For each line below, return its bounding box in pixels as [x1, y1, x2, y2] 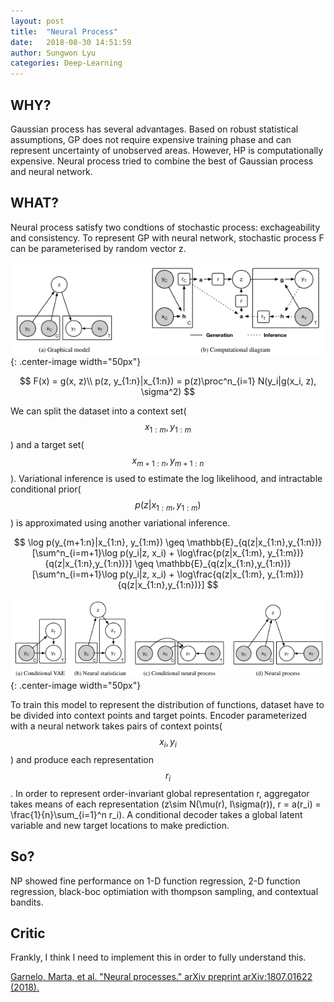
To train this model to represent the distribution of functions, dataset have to [10, 699, 325, 711]
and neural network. [10, 165, 93, 177]
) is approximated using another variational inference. [10, 516, 231, 529]
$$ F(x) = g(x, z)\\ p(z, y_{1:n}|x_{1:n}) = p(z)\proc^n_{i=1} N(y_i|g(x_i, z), [19, 375, 317, 387]
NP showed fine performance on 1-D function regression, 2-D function [10, 875, 301, 887]
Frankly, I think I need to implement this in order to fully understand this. [10, 951, 307, 964]
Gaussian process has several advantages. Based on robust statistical [10, 123, 299, 135]
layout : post [10, 16, 65, 26]
